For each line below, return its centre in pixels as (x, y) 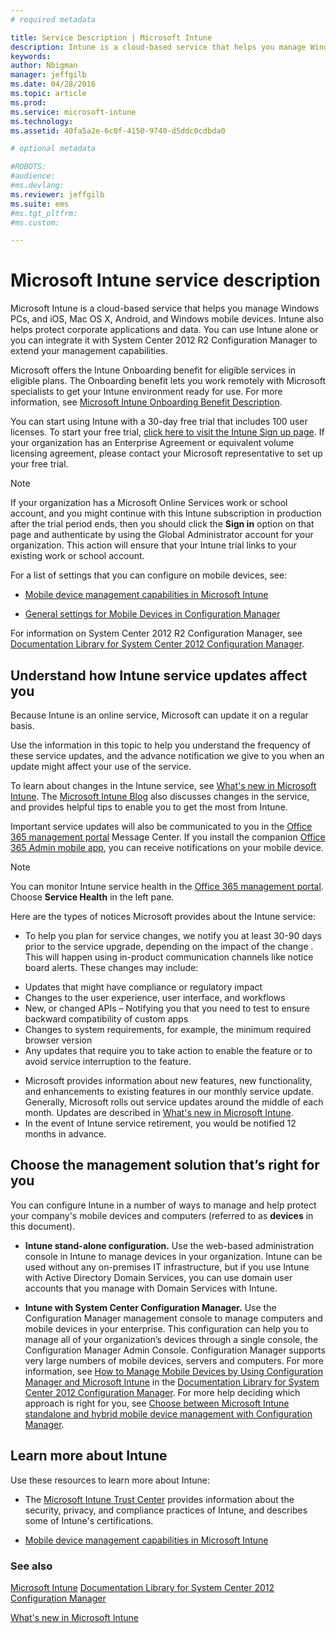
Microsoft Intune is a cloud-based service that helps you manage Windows (165, 308)
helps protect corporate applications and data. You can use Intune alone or (164, 330)
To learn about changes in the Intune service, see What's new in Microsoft (163, 785)
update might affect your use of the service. (101, 766)
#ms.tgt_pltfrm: (44, 213)
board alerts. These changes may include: (111, 967)
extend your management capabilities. (89, 351)
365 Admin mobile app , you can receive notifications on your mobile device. (167, 847)
